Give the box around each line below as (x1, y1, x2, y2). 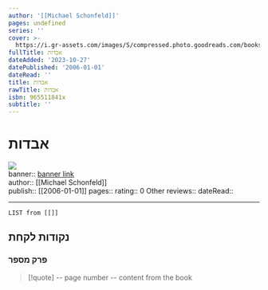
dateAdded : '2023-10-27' (8, 57, 91, 65)
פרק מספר (8, 254, 48, 265)
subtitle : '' (8, 100, 52, 108)
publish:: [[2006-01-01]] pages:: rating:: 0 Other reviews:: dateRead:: (8, 186, 234, 196)
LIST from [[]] (8, 209, 59, 217)
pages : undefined (8, 19, 66, 27)
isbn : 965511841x (8, 93, 66, 101)
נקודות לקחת (8, 230, 70, 244)
